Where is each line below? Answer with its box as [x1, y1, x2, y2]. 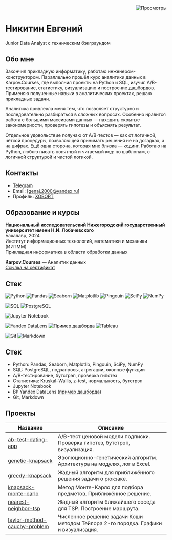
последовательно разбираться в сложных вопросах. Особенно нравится [5, 111, 166, 117]
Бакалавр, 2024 [5, 233, 40, 239]
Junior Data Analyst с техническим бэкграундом [5, 40, 111, 46]
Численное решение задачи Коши [58, 513, 143, 520]
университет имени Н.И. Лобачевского [5, 227, 94, 233]
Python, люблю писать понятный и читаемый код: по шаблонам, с [5, 148, 150, 154]
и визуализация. [58, 526, 98, 533]
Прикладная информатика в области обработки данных [5, 249, 128, 255]
